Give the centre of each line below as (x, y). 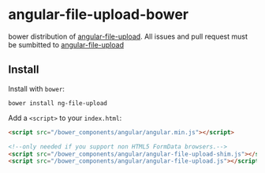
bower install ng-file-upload (58, 103)
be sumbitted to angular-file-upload (66, 44)
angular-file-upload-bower (99, 15)
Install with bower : (37, 88)
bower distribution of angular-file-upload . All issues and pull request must (128, 36)
